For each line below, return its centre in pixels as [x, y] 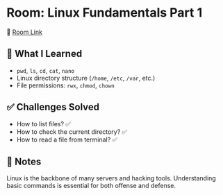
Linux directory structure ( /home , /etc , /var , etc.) [86, 78]
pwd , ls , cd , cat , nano [45, 70]
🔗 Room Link [25, 32]
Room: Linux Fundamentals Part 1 [105, 13]
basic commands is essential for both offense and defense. [91, 186]
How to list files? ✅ [43, 124]
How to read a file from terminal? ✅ [67, 139]
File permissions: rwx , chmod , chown [66, 85]
